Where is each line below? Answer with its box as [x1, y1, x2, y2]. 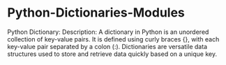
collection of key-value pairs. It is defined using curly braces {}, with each [7, 35, 220, 43]
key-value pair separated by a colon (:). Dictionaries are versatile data [7, 42, 208, 50]
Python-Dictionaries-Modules [7, 5, 185, 21]
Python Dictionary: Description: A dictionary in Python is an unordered [7, 28, 209, 36]
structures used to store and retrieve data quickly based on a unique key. [7, 50, 218, 58]
